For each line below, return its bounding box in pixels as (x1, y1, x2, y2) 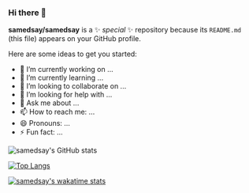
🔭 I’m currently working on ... (19, 65, 113, 74)
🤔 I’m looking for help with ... (19, 90, 113, 100)
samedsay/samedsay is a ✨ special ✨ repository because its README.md (8, 25, 242, 35)
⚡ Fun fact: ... (19, 127, 63, 137)
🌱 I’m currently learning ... (19, 73, 104, 82)
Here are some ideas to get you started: (8, 49, 138, 59)
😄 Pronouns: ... (19, 119, 71, 128)
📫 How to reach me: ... (19, 107, 95, 117)
